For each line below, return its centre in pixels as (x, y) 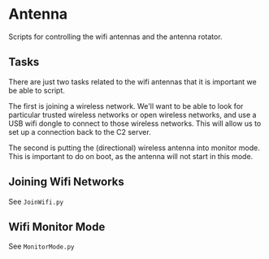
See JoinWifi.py (36, 201)
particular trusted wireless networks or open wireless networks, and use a (132, 114)
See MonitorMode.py (41, 246)
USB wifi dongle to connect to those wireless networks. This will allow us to (135, 123)
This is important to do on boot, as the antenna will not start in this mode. (131, 156)
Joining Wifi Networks (66, 182)
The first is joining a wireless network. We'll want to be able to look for (126, 106)
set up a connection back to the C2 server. (80, 132)
